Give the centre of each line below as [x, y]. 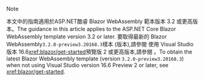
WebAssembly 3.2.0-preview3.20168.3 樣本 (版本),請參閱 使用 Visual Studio [100, 44]
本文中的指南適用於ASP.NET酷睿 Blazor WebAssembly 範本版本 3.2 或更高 [100, 21]
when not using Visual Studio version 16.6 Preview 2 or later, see [88, 65]
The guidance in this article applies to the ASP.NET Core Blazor [97, 29]
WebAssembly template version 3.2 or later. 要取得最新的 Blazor [86, 37]
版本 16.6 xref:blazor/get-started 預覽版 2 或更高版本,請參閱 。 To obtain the [99, 52]
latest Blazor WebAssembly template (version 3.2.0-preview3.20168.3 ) [95, 58]
